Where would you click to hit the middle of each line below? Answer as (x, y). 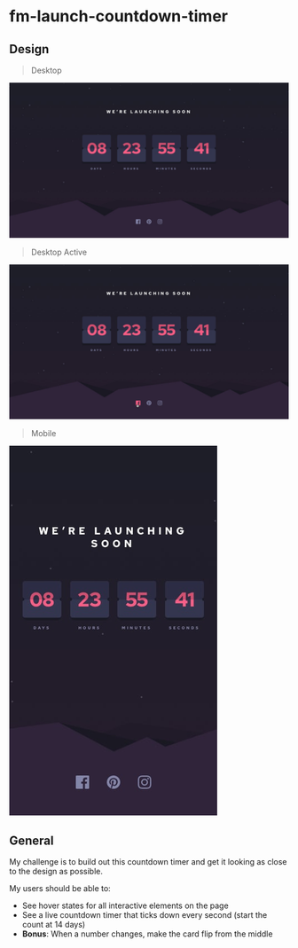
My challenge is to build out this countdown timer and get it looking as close (148, 861)
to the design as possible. (56, 871)
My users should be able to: (60, 888)
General (32, 840)
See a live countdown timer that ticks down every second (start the (145, 914)
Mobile (43, 434)
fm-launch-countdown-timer (119, 16)
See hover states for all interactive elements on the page (125, 905)
